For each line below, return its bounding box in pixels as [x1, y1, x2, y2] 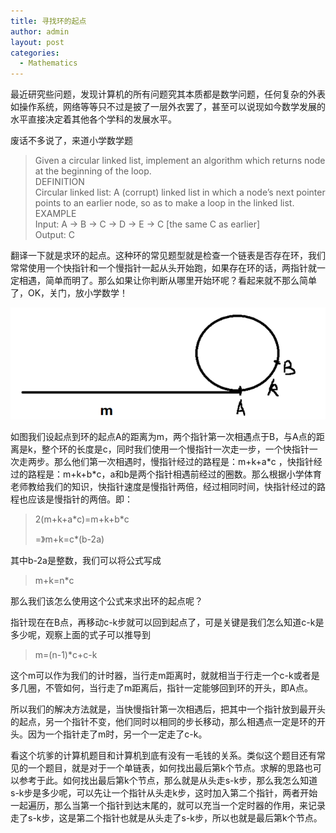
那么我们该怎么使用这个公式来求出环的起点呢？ [10, 595, 203, 607]
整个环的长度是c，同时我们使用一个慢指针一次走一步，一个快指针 [41, 443, 310, 455]
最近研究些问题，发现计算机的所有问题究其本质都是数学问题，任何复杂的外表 [10, 88, 326, 100]
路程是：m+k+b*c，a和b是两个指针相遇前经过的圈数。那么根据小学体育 [27, 468, 322, 480]
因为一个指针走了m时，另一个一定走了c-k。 [27, 728, 208, 740]
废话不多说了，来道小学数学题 [10, 135, 133, 147]
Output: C [34, 229, 75, 241]
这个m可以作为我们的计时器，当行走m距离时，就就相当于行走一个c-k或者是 [10, 669, 320, 681]
